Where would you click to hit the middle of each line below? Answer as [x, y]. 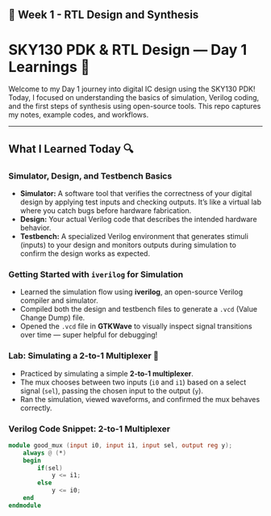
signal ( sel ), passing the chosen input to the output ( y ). [112, 390]
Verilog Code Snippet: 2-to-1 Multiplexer [90, 429]
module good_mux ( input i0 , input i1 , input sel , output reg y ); [121, 445]
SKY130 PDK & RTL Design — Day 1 [128, 50]
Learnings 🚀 [49, 67]
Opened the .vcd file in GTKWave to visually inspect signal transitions [136, 326]
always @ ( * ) [45, 453]
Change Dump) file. [52, 318]
